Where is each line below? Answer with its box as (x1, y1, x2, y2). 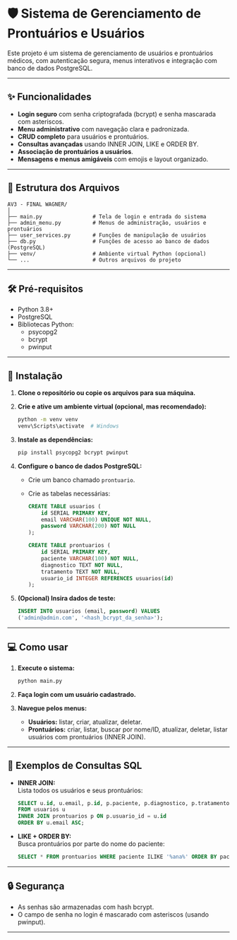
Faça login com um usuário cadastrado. (17, 690, 136, 698)
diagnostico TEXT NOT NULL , (41, 561, 123, 569)
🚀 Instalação (7, 370, 63, 382)
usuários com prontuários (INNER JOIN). (28, 732, 146, 741)
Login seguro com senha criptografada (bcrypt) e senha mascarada (17, 110, 217, 118)
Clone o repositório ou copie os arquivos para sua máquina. (17, 389, 196, 397)
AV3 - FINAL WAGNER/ (7, 201, 68, 208)
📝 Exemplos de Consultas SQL (7, 760, 142, 772)
